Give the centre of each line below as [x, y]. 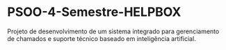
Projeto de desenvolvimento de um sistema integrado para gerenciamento [113, 31]
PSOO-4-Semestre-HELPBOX [94, 12]
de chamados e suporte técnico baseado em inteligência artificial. [102, 38]
